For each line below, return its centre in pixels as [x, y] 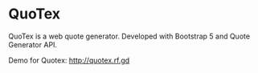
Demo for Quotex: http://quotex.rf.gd [69, 60]
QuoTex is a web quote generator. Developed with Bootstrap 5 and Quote [129, 36]
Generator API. [33, 44]
